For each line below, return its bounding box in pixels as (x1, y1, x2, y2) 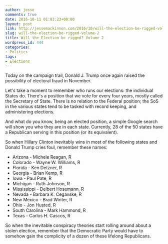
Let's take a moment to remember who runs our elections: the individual (5, 87, 153, 93)
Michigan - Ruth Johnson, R (12, 181, 70, 187)
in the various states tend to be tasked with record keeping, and (5, 103, 136, 109)
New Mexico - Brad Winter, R (12, 197, 72, 203)
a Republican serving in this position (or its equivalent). (5, 129, 118, 136)
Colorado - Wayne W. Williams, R (12, 159, 80, 166)
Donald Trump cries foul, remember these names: (5, 144, 107, 151)
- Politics (5, 49, 28, 54)
